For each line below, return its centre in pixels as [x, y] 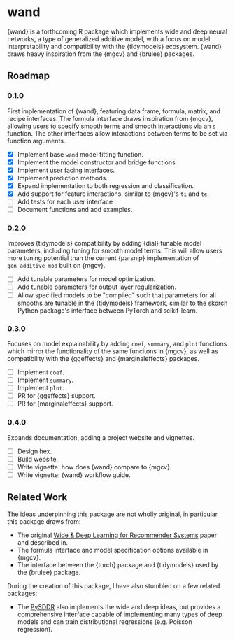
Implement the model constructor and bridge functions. [97, 162]
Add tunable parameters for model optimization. [86, 279]
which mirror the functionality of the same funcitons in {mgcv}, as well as [113, 351]
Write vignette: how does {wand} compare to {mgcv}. [94, 467]
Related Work [37, 497]
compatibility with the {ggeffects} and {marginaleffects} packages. [103, 358]
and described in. [43, 542]
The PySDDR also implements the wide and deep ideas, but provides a [119, 606]
